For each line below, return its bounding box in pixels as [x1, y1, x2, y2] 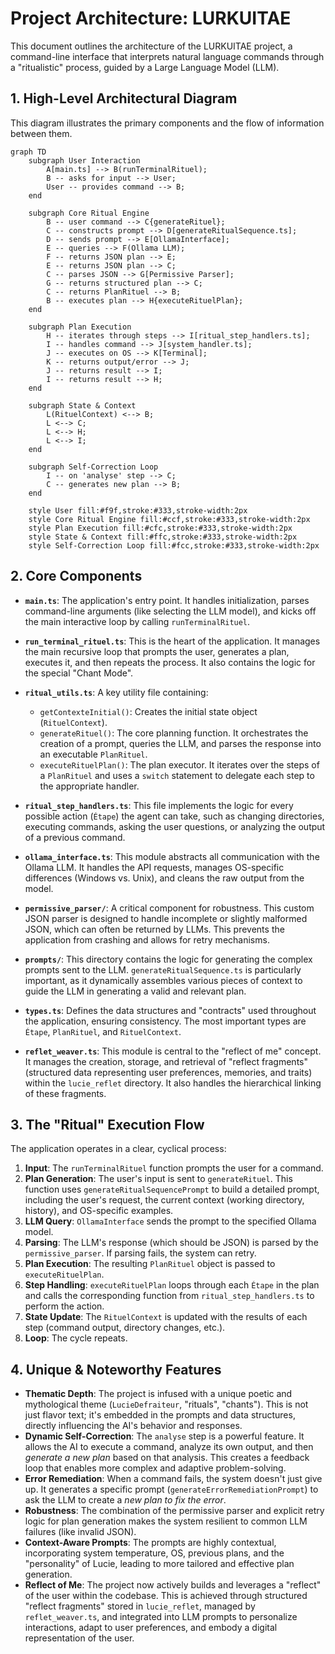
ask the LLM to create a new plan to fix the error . [24, 1494, 227, 1506]
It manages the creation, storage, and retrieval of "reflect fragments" [24, 1055, 308, 1067]
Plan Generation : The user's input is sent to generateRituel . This [24, 1173, 293, 1185]
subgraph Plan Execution [28, 322, 132, 332]
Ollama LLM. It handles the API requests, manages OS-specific [24, 861, 285, 873]
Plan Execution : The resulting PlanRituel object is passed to [24, 1258, 276, 1270]
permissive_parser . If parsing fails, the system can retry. [24, 1247, 257, 1259]
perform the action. [24, 1300, 105, 1312]
